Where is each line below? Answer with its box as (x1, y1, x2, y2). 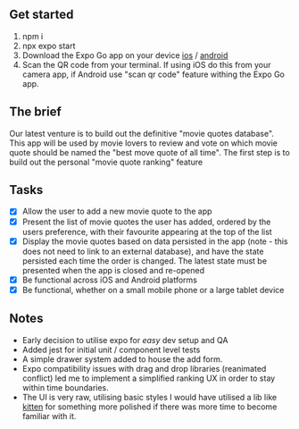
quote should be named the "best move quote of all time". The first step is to (9, 147, 290, 157)
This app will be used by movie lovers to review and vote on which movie (9, 138, 278, 148)
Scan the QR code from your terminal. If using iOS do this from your (21, 59, 271, 70)
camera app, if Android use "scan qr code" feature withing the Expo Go (21, 69, 286, 80)
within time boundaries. (21, 382, 109, 392)
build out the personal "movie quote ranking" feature (9, 156, 203, 167)
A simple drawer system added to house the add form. (21, 353, 223, 365)
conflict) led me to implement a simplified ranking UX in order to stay (21, 373, 276, 383)
